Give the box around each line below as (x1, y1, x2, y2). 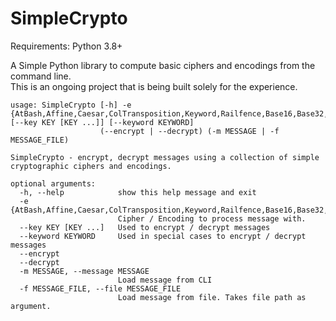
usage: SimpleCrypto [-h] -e (10, 100, 132, 110)
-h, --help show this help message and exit (19, 187, 257, 197)
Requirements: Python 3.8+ (10, 40, 123, 52)
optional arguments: (10, 178, 97, 189)
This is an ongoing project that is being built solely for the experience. (10, 80, 298, 92)
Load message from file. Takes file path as (117, 292, 307, 302)
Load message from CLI (117, 275, 213, 285)
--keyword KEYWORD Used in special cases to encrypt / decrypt (19, 231, 307, 241)
